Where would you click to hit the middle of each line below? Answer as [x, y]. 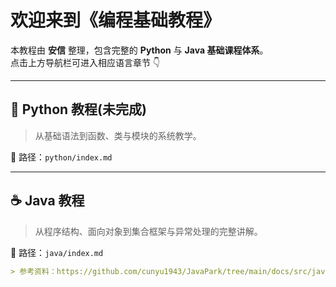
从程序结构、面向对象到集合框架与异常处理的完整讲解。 [148, 231]
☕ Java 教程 [47, 201]
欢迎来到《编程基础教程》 [116, 20]
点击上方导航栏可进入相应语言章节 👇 [85, 62]
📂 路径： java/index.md [57, 252]
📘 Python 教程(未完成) [78, 109]
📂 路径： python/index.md [61, 157]
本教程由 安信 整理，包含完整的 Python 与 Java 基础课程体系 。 [139, 50]
